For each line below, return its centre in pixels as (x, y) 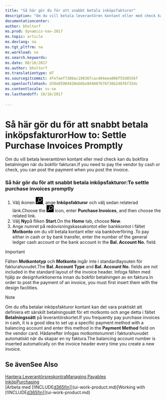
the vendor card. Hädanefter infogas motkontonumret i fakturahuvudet (77, 333)
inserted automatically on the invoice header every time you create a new (80, 343)
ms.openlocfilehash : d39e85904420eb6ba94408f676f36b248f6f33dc (72, 84)
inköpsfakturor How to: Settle (66, 135)
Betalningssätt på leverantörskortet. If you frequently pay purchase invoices (83, 317)
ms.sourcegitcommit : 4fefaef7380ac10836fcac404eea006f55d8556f (72, 79)
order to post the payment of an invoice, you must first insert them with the (82, 282)
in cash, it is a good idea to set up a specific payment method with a (75, 323)
